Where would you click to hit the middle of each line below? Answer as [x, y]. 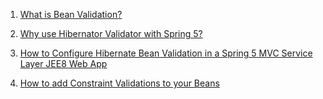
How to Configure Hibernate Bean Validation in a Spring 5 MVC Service [166, 53]
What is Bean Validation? [71, 14]
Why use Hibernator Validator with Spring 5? [111, 33]
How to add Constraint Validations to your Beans [119, 83]
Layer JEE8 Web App [63, 63]
